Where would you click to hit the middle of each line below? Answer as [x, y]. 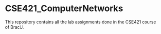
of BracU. [15, 27]
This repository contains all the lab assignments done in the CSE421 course [81, 22]
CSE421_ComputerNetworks [64, 8]
